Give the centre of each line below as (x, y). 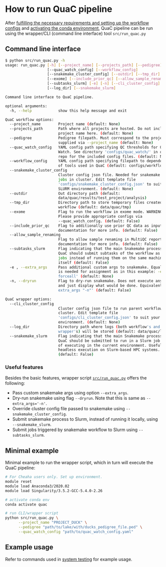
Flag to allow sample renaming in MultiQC (103, 240)
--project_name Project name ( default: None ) (65, 124)
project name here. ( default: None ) (96, 133)
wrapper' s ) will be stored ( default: (97, 331)
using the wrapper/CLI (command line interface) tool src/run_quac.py (76, 33)
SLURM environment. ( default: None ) (96, 189)
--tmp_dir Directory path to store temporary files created (86, 203)
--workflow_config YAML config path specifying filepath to (77, 161)
